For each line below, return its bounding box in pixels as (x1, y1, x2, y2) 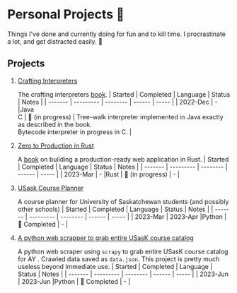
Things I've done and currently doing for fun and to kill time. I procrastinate (7, 30, 226, 38)
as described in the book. (17, 120, 92, 128)
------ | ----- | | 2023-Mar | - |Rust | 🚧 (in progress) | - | (17, 169, 180, 179)
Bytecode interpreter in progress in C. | (17, 127, 132, 136)
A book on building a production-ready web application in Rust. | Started (17, 155, 229, 163)
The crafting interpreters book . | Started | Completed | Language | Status (17, 90, 231, 98)
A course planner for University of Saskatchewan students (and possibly (17, 197, 229, 205)
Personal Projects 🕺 (7, 6, 125, 23)
